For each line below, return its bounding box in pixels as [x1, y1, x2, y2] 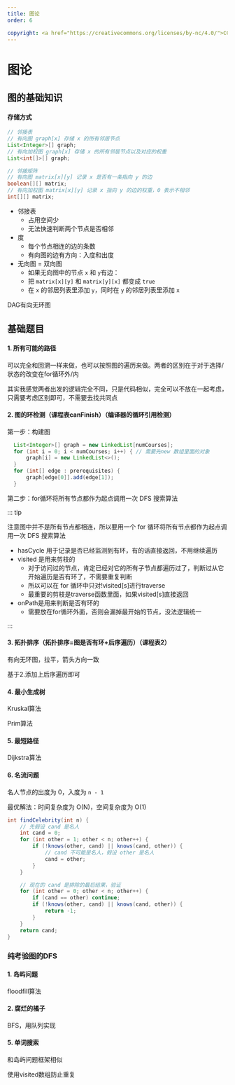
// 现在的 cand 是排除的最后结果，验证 [20, 881, 121, 888]
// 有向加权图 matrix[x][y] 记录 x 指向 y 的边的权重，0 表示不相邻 [7, 187, 190, 194]
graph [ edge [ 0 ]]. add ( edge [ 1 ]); [25, 474, 114, 481]
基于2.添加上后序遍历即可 [7, 670, 80, 679]
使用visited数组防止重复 [7, 1070, 76, 1079]
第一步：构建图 [7, 427, 50, 436]
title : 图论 [7, 10, 40, 18]
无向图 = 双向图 [17, 259, 62, 268]
